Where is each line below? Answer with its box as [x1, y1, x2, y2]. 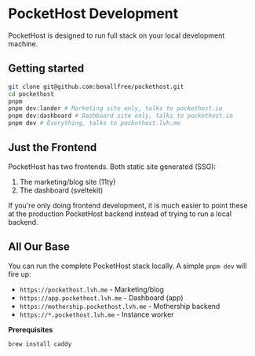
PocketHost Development [8, 5, 179, 23]
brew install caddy [8, 339, 72, 348]
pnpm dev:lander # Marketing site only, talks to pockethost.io [8, 105, 223, 112]
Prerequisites [8, 325, 53, 334]
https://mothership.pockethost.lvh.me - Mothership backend [19, 301, 220, 310]
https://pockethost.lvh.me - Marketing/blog [19, 284, 165, 294]
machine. [8, 39, 38, 48]
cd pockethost [8, 90, 55, 98]
